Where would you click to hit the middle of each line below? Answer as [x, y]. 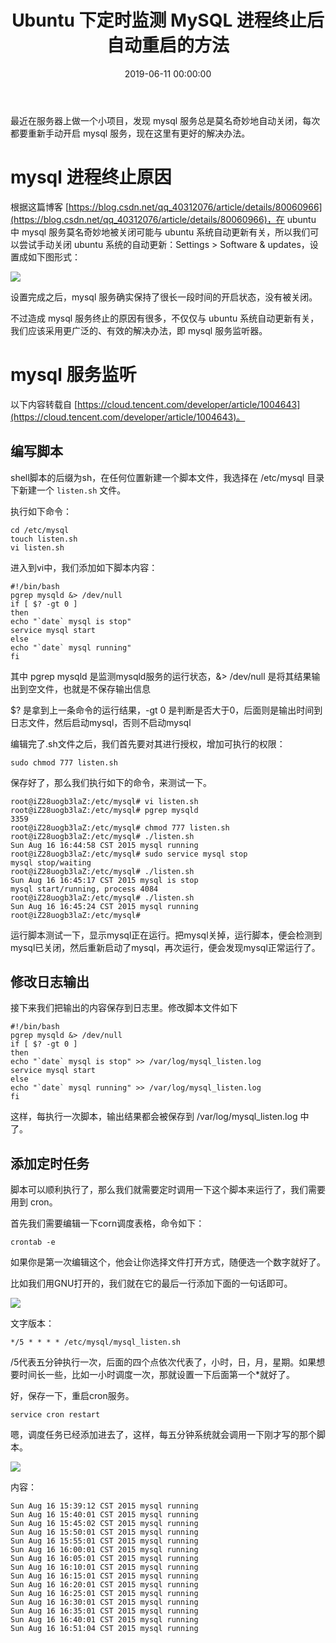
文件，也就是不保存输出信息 [93, 688]
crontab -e [33, 1242]
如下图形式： [54, 257]
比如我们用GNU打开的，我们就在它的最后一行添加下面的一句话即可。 [151, 1283]
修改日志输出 [50, 982]
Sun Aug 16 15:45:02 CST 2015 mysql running [104, 1524]
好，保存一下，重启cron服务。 [72, 1396]
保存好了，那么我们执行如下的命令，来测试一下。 [111, 782]
